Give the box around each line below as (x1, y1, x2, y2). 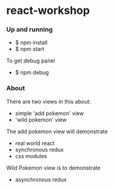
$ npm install (15, 39, 48, 46)
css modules (15, 152, 47, 159)
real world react (15, 139, 55, 147)
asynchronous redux (15, 176, 67, 183)
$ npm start (15, 45, 44, 53)
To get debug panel (6, 57, 56, 64)
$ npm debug (15, 69, 49, 76)
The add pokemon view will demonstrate (6, 128, 108, 135)
